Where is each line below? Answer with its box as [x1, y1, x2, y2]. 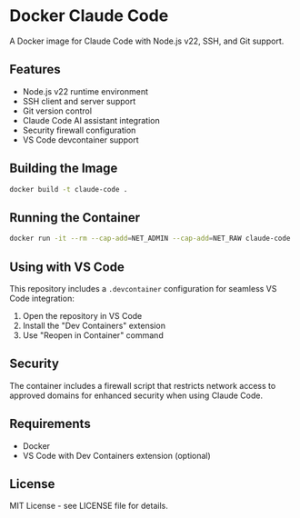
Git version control [22, 105, 93, 116]
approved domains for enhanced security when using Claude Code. [9, 390, 264, 401]
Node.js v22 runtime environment [22, 85, 148, 96]
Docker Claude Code [9, 5, 169, 26]
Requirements [9, 416, 91, 432]
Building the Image [9, 161, 118, 176]
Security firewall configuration [22, 125, 136, 135]
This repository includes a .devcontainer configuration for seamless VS [9, 283, 277, 294]
